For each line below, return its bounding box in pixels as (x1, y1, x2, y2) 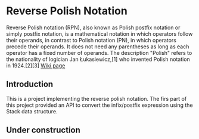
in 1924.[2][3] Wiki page (6, 61, 66, 69)
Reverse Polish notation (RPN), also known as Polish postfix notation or (6, 24, 181, 31)
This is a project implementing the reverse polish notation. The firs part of (6, 95, 187, 102)
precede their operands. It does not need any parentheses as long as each (6, 43, 189, 50)
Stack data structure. (6, 107, 58, 115)
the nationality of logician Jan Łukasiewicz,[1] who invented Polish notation (6, 55, 191, 63)
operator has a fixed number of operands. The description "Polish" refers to (6, 49, 192, 56)
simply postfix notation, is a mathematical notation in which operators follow (6, 30, 193, 37)
